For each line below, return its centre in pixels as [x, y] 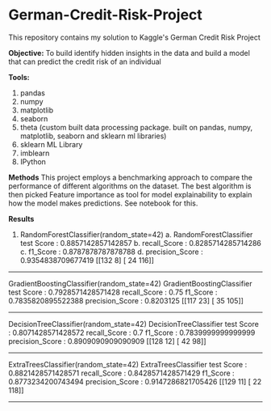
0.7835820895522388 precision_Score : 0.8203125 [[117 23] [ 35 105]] [126, 300]
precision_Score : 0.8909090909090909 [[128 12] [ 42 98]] [107, 341]
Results [21, 218]
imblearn [35, 153]
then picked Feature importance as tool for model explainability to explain [130, 194]
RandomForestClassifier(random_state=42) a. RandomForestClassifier [136, 234]
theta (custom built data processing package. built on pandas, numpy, [136, 127]
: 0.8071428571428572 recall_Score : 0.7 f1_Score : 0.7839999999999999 [132, 333]
